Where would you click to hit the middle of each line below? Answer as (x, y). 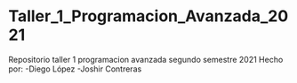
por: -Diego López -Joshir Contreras (75, 69)
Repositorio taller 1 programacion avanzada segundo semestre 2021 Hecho (146, 59)
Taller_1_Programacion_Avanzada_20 (148, 16)
